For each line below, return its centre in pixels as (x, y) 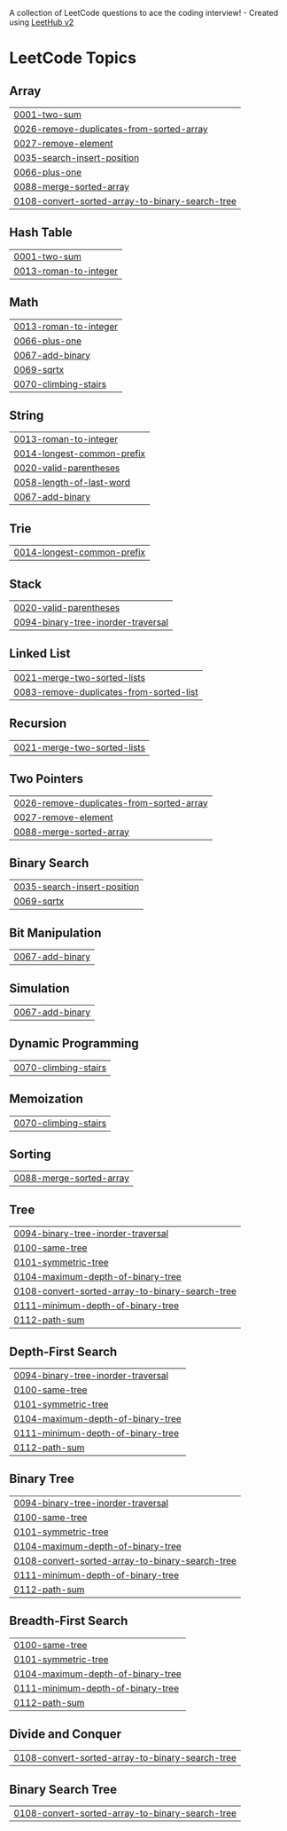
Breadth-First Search (69, 1621)
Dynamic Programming (74, 1043)
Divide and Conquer (66, 1734)
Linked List (40, 654)
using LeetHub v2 (42, 22)
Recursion (38, 724)
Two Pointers (47, 779)
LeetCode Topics (73, 58)
